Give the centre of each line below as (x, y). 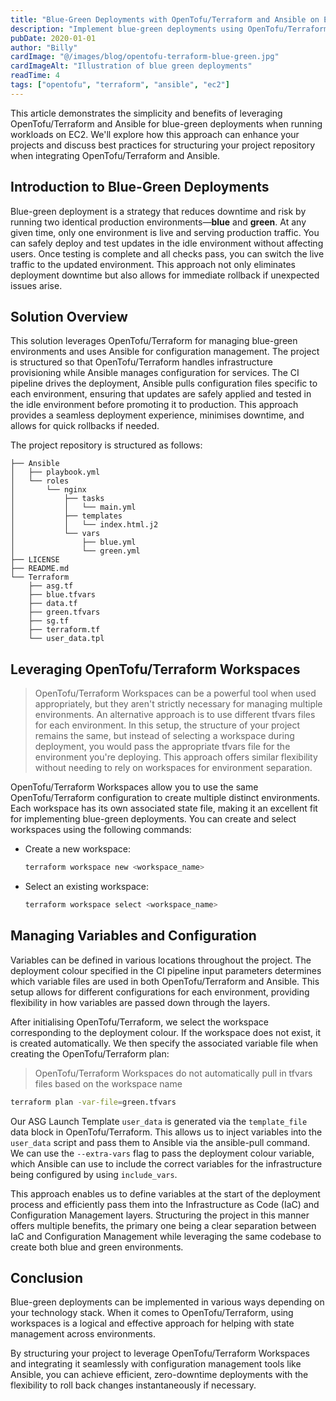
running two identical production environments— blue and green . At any (158, 222)
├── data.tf (53, 604)
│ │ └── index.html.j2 (84, 525)
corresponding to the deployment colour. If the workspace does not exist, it (166, 1032)
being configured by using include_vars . (94, 1174)
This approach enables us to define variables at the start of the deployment (165, 1193)
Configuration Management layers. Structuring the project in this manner (160, 1215)
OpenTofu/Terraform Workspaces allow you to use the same (134, 787)
